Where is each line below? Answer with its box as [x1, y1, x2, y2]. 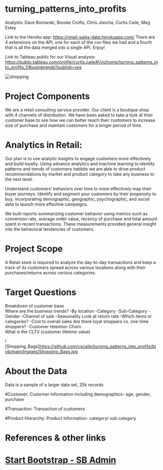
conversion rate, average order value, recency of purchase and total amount [5, 216, 158, 222]
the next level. [5, 176, 33, 182]
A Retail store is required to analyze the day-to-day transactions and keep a [5, 259, 156, 265]
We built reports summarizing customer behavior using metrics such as [5, 210, 148, 216]
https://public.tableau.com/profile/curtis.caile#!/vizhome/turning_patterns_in [5, 59, 158, 65]
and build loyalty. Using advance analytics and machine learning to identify [5, 161, 155, 167]
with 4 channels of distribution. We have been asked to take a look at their [5, 112, 153, 118]
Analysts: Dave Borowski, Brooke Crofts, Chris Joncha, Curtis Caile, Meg [5, 19, 150, 25]
